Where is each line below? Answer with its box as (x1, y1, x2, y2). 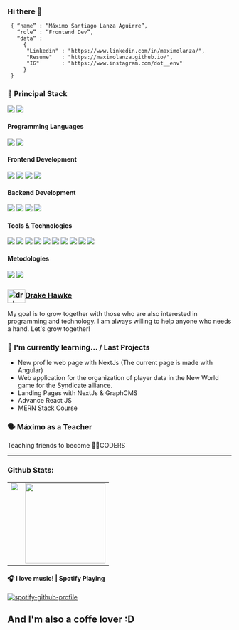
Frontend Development (7, 155, 77, 164)
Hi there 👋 (7, 6, 43, 16)
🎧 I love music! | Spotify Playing (7, 574, 105, 583)
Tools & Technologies (7, 221, 73, 230)
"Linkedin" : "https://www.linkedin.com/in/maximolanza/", (26, 48, 205, 55)
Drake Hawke (25, 290, 73, 300)
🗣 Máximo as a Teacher (7, 422, 92, 432)
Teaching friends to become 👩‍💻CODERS (7, 441, 126, 449)
